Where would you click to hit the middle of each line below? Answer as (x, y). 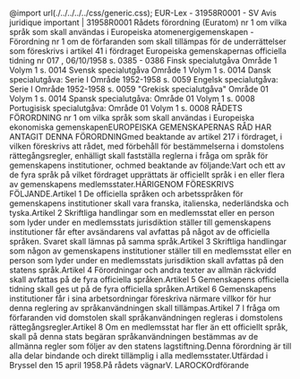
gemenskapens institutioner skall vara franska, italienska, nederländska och (149, 203)
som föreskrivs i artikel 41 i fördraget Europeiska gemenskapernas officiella (148, 51)
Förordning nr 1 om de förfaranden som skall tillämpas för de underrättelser (148, 41)
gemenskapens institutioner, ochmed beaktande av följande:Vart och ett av (147, 165)
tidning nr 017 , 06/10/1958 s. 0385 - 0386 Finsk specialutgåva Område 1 (143, 60)
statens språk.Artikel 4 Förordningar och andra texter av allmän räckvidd (143, 270)
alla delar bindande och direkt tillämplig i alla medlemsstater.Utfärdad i (139, 356)
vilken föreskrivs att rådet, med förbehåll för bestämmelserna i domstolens (147, 146)
